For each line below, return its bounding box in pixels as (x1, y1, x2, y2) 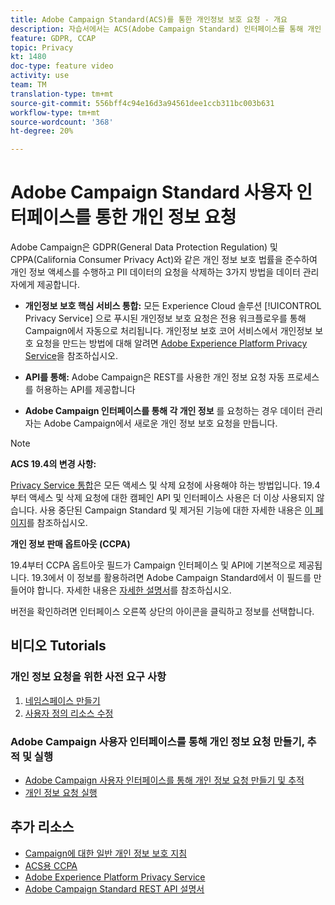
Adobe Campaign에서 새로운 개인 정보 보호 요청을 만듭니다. (43, 417, 278, 430)
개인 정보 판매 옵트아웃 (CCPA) (10, 538, 131, 550)
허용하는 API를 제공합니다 (35, 384, 136, 396)
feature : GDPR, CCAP (10, 33, 97, 43)
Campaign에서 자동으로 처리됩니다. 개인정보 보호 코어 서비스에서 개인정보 (24, 325, 313, 337)
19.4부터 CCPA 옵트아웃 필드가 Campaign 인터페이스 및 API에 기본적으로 (10, 559, 297, 571)
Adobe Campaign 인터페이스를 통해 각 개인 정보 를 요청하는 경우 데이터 (24, 405, 305, 417)
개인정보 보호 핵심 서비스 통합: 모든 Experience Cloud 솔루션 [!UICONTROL (24, 300, 322, 312)
